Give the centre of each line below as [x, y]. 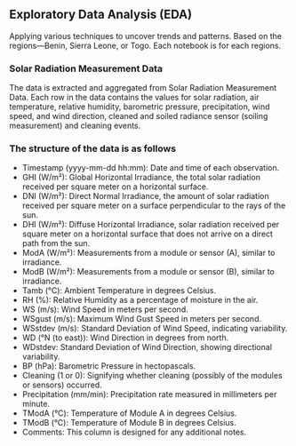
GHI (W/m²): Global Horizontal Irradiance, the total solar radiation [141, 178]
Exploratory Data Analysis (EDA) [101, 15]
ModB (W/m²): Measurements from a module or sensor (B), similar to [148, 272]
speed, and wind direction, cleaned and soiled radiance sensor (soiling [139, 116]
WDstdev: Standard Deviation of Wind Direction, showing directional [147, 347]
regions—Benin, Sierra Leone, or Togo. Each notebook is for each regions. [145, 45]
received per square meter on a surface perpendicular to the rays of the [154, 206]
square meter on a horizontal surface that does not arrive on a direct [148, 234]
